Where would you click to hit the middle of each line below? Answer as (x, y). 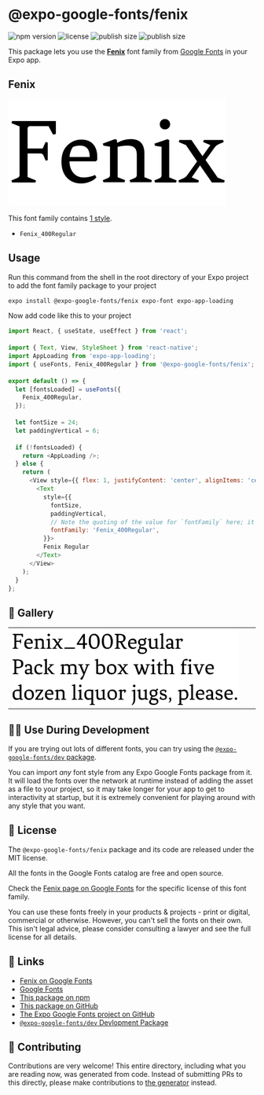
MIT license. (28, 857)
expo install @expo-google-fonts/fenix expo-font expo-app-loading (121, 300)
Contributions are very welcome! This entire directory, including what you (127, 1066)
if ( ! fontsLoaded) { (49, 447)
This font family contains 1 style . (60, 218)
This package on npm (55, 997)
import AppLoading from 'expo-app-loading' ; (82, 356)
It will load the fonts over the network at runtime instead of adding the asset (131, 781)
